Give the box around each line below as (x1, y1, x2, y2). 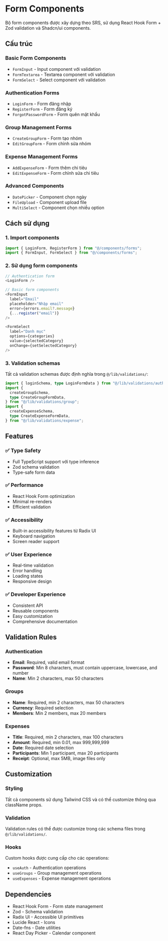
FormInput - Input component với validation (12, 66, 101, 72)
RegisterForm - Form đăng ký (12, 106, 72, 112)
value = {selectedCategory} (9, 339, 64, 344)
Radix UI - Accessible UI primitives (12, 914, 84, 920)
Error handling (12, 568, 42, 574)
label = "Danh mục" (9, 329, 46, 334)
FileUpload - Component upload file (12, 199, 87, 205)
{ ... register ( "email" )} (9, 310, 59, 316)
